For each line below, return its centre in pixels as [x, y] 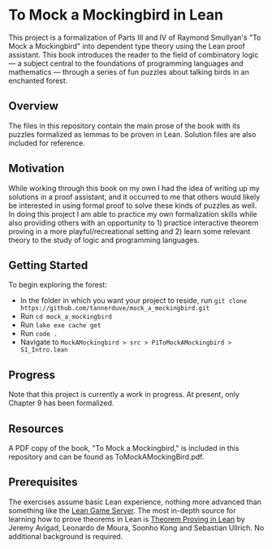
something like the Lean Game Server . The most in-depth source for [123, 510]
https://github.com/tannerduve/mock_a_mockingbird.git [115, 309]
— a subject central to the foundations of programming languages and [126, 63]
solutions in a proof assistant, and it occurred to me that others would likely [134, 197]
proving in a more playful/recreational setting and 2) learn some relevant [130, 231]
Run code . [39, 334]
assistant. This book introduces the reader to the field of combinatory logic [134, 54]
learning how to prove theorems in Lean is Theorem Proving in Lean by [127, 519]
